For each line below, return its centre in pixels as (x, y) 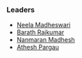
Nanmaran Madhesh (46, 40)
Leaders (21, 10)
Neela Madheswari (43, 25)
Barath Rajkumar (40, 32)
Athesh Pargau (38, 48)
